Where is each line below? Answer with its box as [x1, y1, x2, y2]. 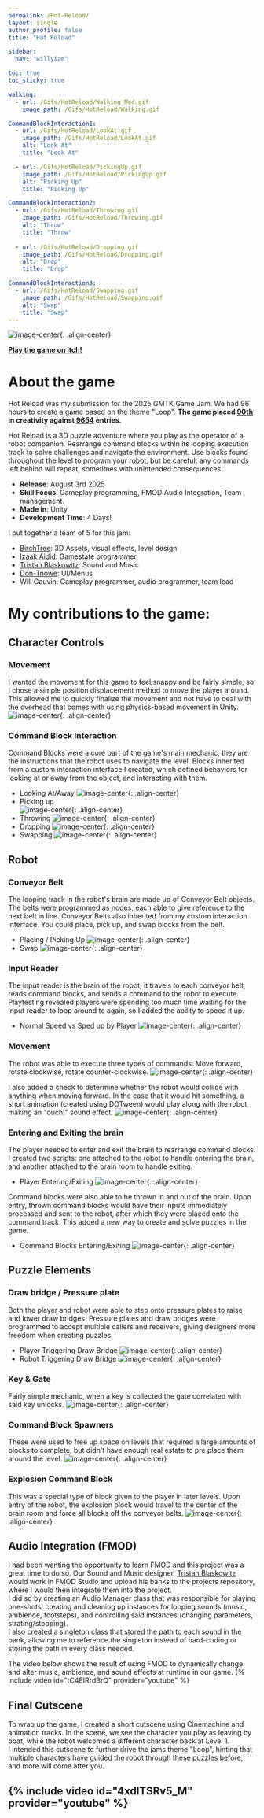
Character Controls [8, 635, 104, 649]
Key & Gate [8, 1373, 51, 1384]
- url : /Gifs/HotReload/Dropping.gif [15, 243, 139, 251]
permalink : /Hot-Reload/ [8, 11, 90, 20]
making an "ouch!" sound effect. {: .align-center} [8, 1107, 218, 1117]
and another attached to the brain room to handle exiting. [8, 1162, 193, 1171]
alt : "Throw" [22, 221, 65, 229]
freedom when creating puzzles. [8, 1330, 114, 1339]
